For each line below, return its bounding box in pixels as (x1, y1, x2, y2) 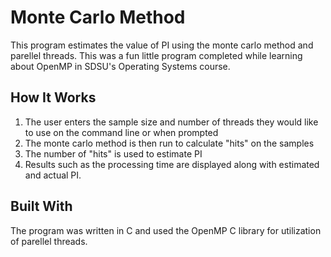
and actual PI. (24, 169, 82, 181)
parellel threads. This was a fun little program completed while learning (10, 49, 303, 61)
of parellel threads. (10, 235, 88, 247)
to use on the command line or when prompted (24, 126, 219, 138)
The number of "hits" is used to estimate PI (24, 147, 203, 160)
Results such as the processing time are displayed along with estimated (24, 158, 320, 170)
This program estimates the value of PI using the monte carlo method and (10, 39, 314, 51)
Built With (10, 198, 73, 215)
